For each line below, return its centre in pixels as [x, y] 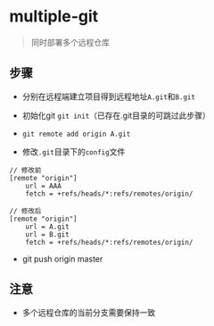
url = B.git [47, 234]
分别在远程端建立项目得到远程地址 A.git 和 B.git [109, 96]
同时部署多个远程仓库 [70, 42]
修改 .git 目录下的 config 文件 [74, 151]
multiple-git [54, 17]
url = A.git [47, 226]
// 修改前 [25, 170]
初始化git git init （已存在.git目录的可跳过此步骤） [116, 115]
